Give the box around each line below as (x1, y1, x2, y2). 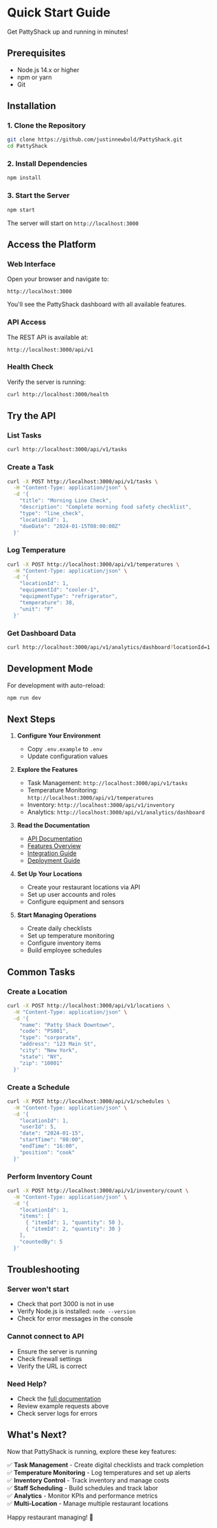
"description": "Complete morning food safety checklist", (19, 503, 192, 511)
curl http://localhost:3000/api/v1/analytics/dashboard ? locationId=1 (7, 643, 211, 650)
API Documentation (27, 834, 82, 843)
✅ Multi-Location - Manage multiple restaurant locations (7, 1499, 169, 1507)
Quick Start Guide (7, 5, 111, 21)
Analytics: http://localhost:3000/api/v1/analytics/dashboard (27, 808, 205, 817)
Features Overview (27, 842, 81, 850)
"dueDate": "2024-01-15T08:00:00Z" (19, 523, 122, 529)
